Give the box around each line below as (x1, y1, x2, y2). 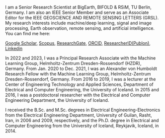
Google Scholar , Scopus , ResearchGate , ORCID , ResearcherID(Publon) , (5, 40, 151, 46)
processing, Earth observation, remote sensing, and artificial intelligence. (5, 25, 155, 31)
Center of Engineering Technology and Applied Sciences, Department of (5, 81, 154, 87)
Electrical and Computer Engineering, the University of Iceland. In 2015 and (5, 87, 159, 92)
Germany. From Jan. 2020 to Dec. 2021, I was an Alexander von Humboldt (5, 66, 158, 71)
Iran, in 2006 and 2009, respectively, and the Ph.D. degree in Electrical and (5, 118, 159, 123)
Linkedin (5, 46, 23, 51)
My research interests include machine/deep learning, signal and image (5, 20, 152, 26)
